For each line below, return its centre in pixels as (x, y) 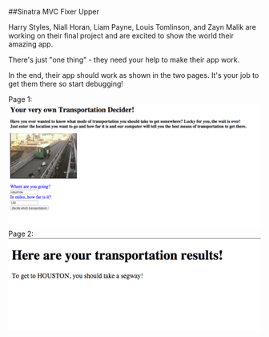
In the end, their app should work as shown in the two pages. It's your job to (134, 75)
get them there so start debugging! (66, 84)
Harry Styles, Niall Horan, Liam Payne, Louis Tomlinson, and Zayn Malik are (132, 27)
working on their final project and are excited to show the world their (121, 36)
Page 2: (21, 234)
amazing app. (31, 44)
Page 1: (20, 99)
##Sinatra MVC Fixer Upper (54, 12)
